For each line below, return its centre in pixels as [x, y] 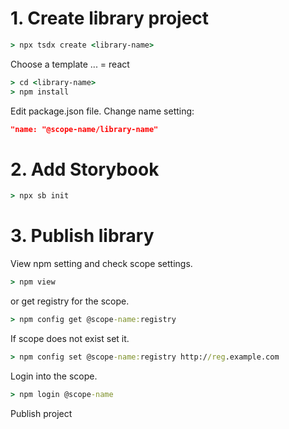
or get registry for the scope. [70, 301]
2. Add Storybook [85, 169]
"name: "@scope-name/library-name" [84, 129]
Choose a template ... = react [70, 64]
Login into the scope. [54, 376]
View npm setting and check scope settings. [101, 264]
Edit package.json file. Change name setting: [102, 111]
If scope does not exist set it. [70, 338]
